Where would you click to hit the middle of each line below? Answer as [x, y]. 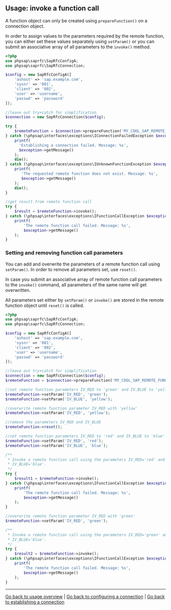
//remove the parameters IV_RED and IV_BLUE [53, 422]
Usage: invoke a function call [52, 8]
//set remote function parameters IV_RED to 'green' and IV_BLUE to [79, 389]
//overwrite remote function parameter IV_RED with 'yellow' [72, 408]
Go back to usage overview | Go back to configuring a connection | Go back [85, 597]
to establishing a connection [35, 602]
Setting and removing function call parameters [64, 253]
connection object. [25, 26]
